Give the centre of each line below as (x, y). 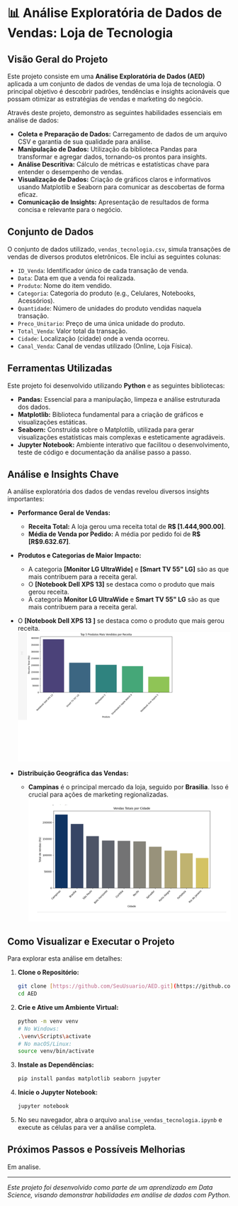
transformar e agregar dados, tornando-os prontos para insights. (112, 157)
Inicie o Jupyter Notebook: (57, 1092)
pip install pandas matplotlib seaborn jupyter (89, 1079)
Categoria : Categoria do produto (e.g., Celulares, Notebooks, (107, 293)
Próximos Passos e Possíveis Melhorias (96, 1149)
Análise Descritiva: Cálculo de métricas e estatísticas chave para (113, 164)
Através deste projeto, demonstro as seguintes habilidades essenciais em (115, 113)
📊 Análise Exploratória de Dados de (115, 13)
